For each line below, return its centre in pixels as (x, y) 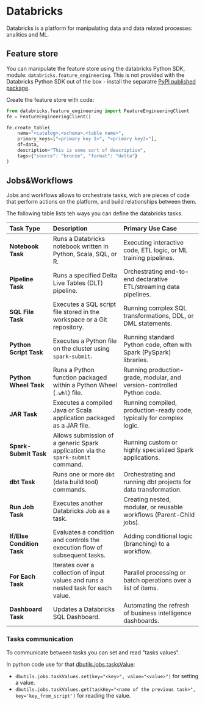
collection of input (79, 573)
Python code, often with (157, 345)
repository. (68, 327)
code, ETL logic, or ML (155, 250)
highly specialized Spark (158, 450)
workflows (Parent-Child (159, 515)
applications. (142, 457)
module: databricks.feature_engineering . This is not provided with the (95, 75)
